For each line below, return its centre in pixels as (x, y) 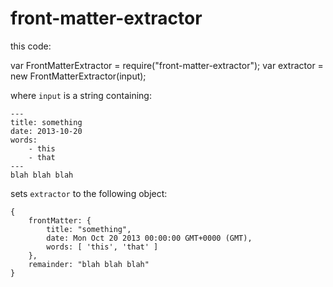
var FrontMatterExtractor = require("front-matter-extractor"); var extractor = (167, 65)
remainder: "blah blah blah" (89, 264)
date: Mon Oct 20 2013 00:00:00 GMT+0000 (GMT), (149, 238)
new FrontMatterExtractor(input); (78, 76)
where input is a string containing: (81, 95)
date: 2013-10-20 (46, 131)
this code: (31, 46)
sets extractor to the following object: (89, 193)
